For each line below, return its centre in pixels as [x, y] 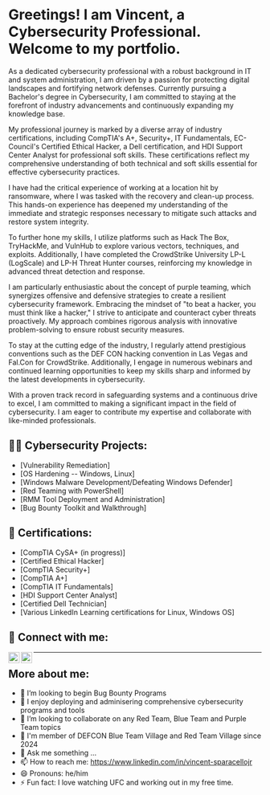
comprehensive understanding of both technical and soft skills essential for [133, 163]
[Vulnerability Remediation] [65, 465]
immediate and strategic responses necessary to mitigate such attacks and [133, 213]
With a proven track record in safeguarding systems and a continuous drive [133, 394]
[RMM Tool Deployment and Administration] [92, 499]
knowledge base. [37, 113]
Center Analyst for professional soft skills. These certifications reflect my [129, 155]
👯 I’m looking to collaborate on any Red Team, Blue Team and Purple [133, 719]
